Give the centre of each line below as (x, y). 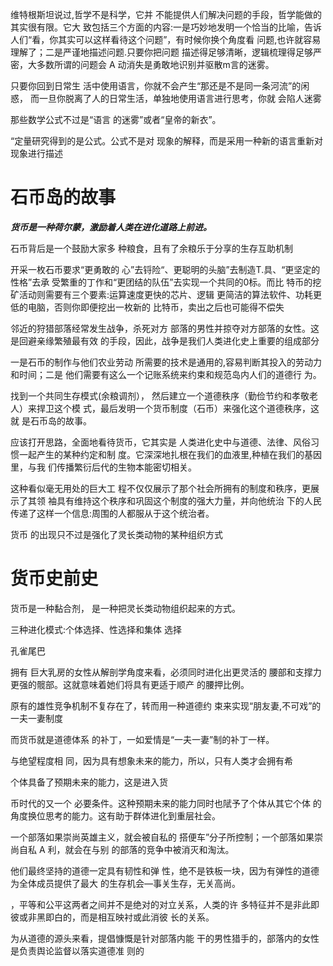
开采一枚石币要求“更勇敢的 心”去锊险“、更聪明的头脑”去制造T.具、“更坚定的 (165, 269)
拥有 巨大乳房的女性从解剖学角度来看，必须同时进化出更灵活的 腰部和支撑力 (166, 672)
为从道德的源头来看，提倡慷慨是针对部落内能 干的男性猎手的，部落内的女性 (165, 938)
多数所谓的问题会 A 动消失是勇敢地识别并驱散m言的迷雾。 (155, 64)
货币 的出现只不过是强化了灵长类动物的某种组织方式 (116, 534)
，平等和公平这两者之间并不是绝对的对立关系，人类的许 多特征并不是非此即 (165, 904)
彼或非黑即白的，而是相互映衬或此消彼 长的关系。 (112, 917)
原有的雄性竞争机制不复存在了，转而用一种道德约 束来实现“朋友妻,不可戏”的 (166, 705)
